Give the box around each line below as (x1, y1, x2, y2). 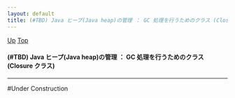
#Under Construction (7, 84, 69, 92)
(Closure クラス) (7, 62, 55, 70)
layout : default (7, 10, 55, 17)
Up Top (7, 36, 29, 44)
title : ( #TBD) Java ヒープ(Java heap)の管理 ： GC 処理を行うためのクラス (7, 17, 211, 24)
